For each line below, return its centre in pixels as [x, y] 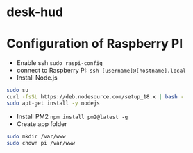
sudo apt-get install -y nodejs [53, 103]
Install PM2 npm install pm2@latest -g [72, 116]
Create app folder [42, 124]
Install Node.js [37, 78]
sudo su [18, 91]
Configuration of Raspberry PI [95, 44]
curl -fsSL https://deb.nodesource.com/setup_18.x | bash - [95, 97]
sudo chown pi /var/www [41, 143]
